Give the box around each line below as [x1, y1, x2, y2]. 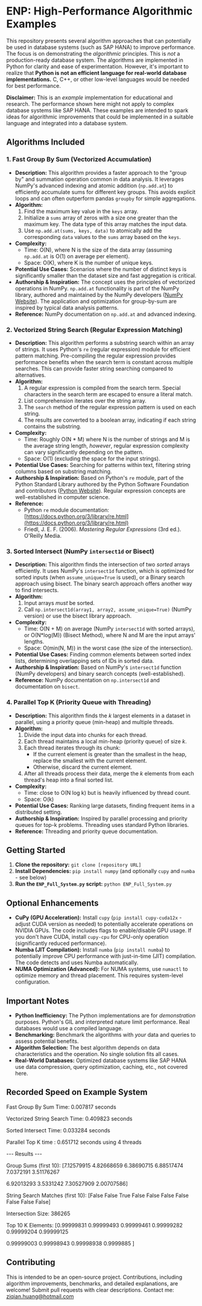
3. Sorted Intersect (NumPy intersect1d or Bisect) [6, 547, 155, 555]
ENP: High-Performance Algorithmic [6, 4, 193, 18]
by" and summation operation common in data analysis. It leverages [14, 175, 184, 183]
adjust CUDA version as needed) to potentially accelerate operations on [14, 921, 194, 928]
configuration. [14, 978, 50, 985]
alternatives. [14, 371, 46, 379]
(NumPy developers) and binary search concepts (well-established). [14, 670, 185, 677]
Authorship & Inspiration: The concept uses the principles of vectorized [14, 278, 196, 286]
